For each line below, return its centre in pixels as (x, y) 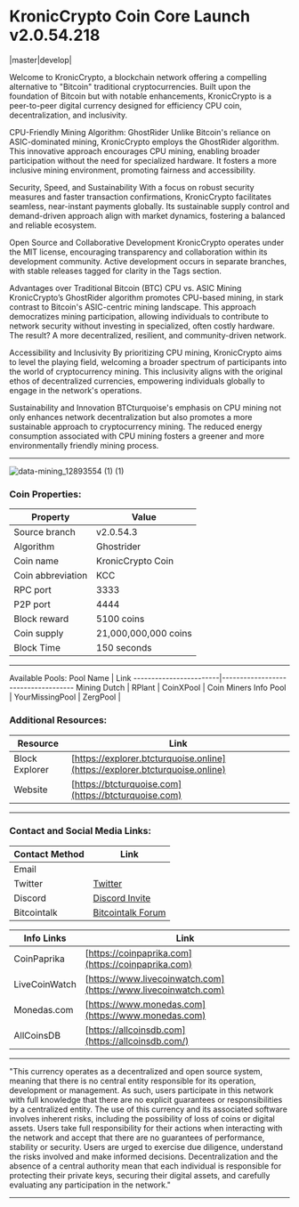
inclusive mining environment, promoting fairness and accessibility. (133, 170)
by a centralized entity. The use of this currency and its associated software (148, 1109)
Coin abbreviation (51, 576)
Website (31, 790)
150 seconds (124, 648)
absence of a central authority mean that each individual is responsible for (145, 1166)
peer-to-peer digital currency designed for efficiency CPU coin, (125, 105)
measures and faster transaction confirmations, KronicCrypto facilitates (140, 197)
